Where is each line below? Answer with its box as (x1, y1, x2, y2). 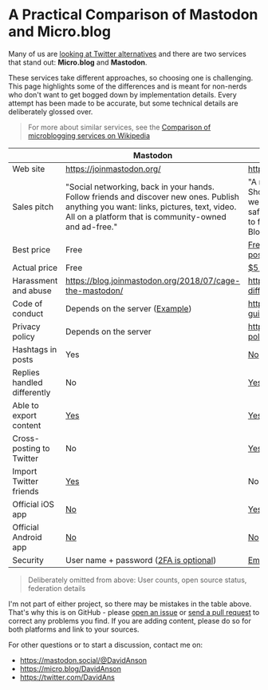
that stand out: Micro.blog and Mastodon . (8, 57, 148, 67)
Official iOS (12, 498, 54, 510)
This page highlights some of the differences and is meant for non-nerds (8, 81, 247, 91)
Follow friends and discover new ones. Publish (65, 191, 239, 202)
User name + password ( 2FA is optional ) (65, 554, 217, 565)
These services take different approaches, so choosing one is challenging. (8, 73, 254, 82)
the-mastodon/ (65, 285, 124, 296)
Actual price (12, 262, 58, 273)
